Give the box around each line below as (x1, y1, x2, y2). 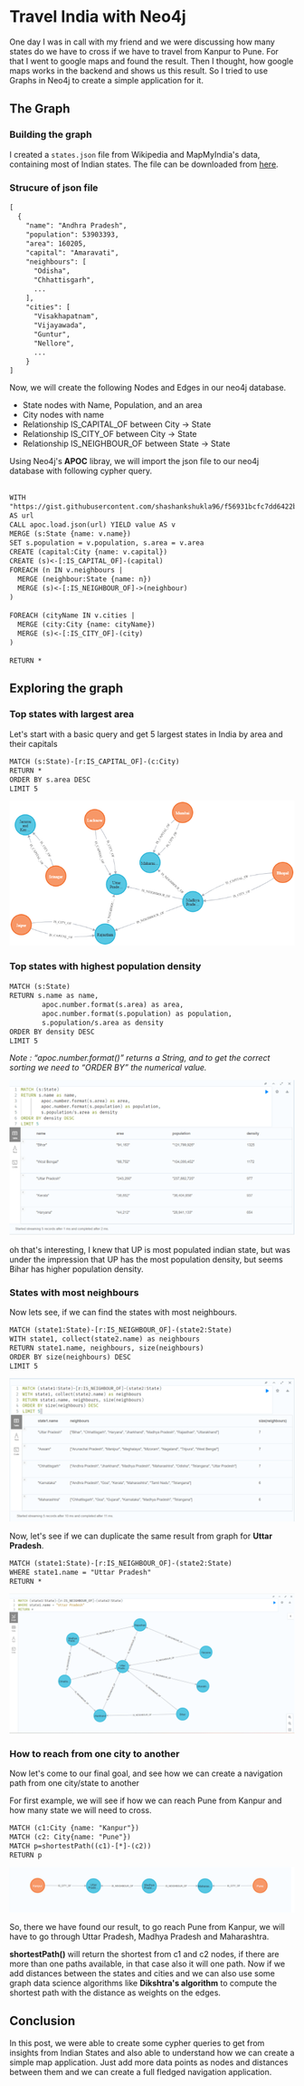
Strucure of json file (9, 181, 99, 194)
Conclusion (9, 2013, 76, 2029)
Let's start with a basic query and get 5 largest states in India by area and (9, 728, 283, 740)
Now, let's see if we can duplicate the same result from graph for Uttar (9, 1530, 273, 1541)
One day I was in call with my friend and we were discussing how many (9, 36, 276, 47)
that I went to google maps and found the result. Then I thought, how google (9, 55, 294, 66)
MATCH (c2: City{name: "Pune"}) (9, 1833, 131, 1842)
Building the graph (9, 129, 92, 141)
